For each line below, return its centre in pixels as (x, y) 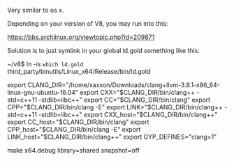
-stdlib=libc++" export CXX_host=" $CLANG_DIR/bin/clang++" (128, 115)
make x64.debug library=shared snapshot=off (73, 150)
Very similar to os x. (36, 10)
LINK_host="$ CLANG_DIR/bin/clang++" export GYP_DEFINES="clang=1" (112, 137)
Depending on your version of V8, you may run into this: (88, 23)
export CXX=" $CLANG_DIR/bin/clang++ (138, 92)
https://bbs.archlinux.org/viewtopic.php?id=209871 (81, 37)
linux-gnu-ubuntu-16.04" (43, 92)
